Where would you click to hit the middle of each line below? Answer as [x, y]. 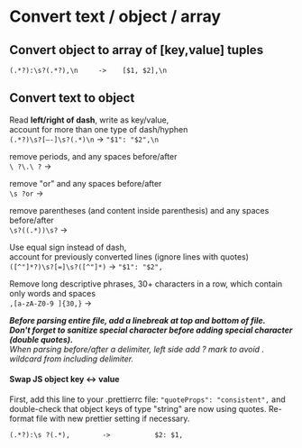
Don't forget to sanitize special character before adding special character [151, 330]
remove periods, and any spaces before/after [93, 156]
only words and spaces [53, 293]
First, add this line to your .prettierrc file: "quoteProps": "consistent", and [147, 399]
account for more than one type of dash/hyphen [99, 129]
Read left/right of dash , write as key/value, [89, 120]
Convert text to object [72, 98]
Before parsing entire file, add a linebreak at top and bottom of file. [137, 320]
